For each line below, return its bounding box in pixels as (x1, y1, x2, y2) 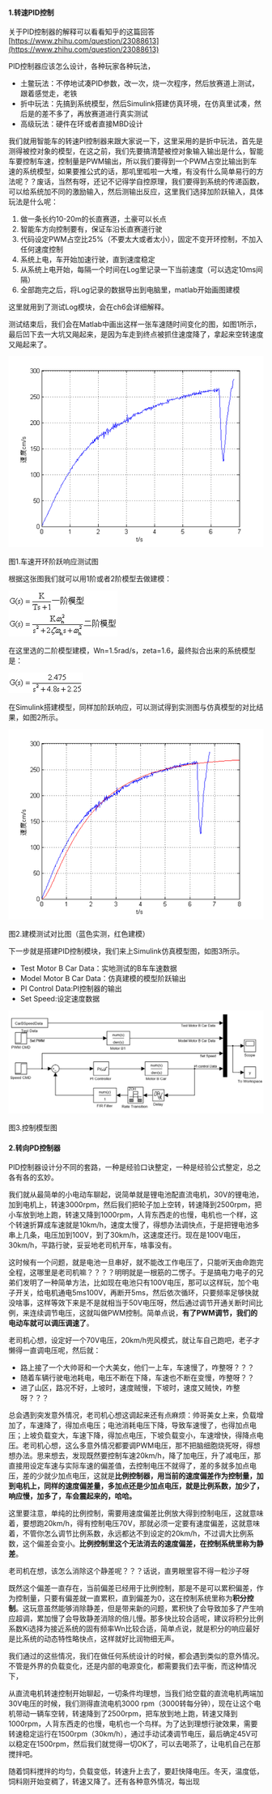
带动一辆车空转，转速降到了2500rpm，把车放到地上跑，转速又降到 (15, 1709, 238, 1719)
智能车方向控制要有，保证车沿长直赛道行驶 (19, 224, 163, 234)
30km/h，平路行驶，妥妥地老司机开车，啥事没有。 (8, 1240, 176, 1250)
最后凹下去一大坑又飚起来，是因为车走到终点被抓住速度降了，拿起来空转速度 (8, 329, 264, 339)
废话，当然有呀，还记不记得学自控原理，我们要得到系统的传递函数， (36, 176, 264, 186)
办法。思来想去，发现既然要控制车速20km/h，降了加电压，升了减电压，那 (15, 1451, 261, 1460)
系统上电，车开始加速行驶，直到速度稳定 (19, 255, 155, 265)
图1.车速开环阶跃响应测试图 (8, 556, 99, 566)
